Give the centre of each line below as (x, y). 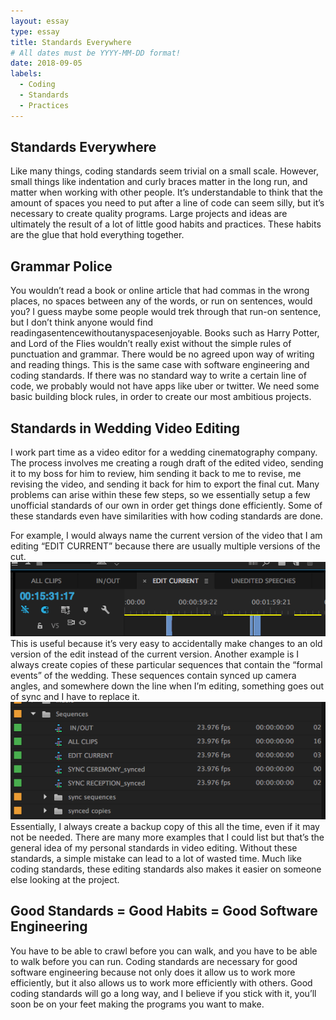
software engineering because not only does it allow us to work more (153, 972)
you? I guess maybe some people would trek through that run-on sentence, (166, 312)
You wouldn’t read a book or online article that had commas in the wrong (160, 291)
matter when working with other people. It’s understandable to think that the (166, 192)
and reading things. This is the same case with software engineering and (160, 365)
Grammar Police (61, 266)
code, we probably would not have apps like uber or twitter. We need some (165, 386)
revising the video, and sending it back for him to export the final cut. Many (165, 484)
